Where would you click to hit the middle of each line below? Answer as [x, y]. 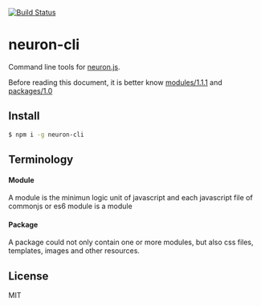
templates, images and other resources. [74, 251]
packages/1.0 [31, 91]
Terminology [41, 160]
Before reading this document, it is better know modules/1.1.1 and [115, 82]
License [29, 276]
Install [24, 116]
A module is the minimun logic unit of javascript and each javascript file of [130, 198]
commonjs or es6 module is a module [70, 206]
